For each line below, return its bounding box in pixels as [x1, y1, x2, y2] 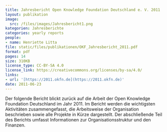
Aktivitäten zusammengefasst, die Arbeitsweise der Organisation [5, 106, 139, 112]
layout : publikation [5, 12, 49, 17]
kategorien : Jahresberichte [5, 26, 64, 31]
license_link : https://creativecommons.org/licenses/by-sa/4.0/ [5, 68, 142, 73]
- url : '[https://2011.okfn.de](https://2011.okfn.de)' [5, 77, 124, 82]
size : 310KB [5, 58, 30, 63]
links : [5, 72, 19, 77]
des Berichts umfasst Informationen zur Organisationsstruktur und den [5, 116, 151, 122]
